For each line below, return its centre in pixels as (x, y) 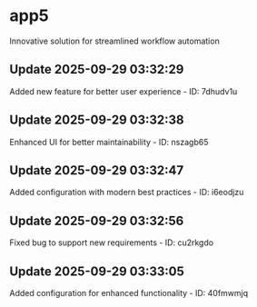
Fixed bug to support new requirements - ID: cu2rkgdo (112, 243)
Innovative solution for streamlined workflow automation (114, 41)
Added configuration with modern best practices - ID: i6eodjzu (127, 193)
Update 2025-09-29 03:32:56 (97, 220)
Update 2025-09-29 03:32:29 (97, 69)
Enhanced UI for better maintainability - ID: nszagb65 (109, 142)
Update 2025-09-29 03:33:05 (97, 271)
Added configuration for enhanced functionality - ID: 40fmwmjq (129, 293)
